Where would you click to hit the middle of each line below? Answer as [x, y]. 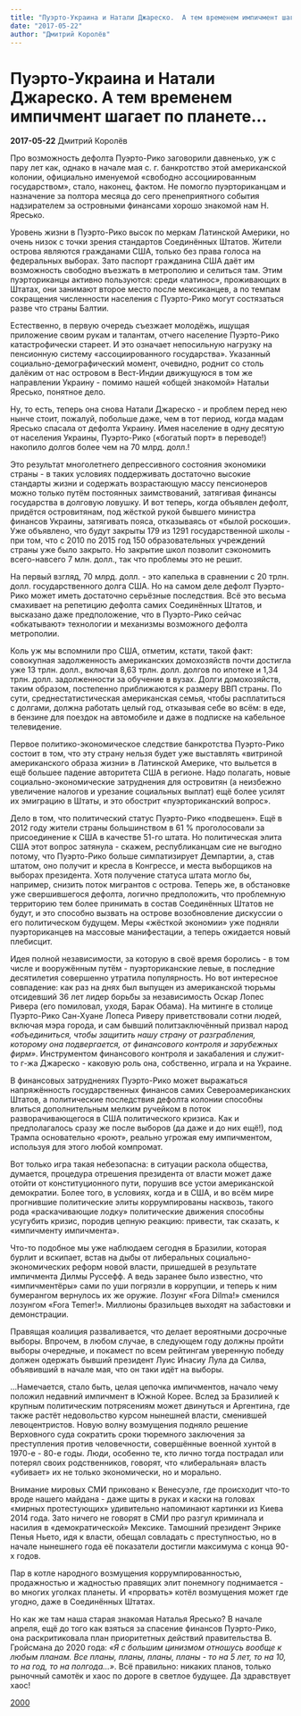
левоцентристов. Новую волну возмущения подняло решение [129, 1425]
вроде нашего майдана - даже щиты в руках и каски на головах [133, 1499]
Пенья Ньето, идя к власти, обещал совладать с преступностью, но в [144, 1537]
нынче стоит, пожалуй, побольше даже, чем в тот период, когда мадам [147, 419]
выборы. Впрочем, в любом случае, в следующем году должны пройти [147, 1341]
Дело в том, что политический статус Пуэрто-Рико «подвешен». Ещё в [146, 819]
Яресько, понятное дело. [58, 392]
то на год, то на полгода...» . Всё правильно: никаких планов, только [141, 1667]
